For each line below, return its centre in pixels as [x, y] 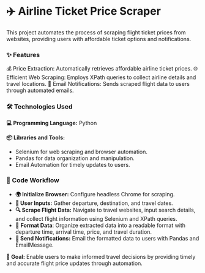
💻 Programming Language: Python [52, 123]
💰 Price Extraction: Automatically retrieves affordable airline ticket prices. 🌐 [102, 69]
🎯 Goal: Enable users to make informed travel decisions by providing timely [101, 256]
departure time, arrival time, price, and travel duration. [83, 232]
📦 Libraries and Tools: [36, 137]
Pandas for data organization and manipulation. [75, 158]
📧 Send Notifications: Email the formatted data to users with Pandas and [107, 238]
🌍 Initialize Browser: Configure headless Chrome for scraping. [95, 194]
